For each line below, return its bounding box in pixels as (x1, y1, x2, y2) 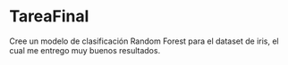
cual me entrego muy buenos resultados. (9, 45, 161, 55)
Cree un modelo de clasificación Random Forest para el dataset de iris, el (9, 36, 279, 46)
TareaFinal (9, 6, 89, 27)
